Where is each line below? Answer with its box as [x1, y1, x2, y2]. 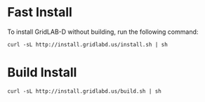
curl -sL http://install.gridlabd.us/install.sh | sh [7, 41, 168, 48]
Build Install [7, 65, 77, 81]
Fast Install [7, 4, 72, 20]
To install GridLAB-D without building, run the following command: [7, 27, 199, 36]
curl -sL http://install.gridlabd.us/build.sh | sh [7, 87, 161, 95]
